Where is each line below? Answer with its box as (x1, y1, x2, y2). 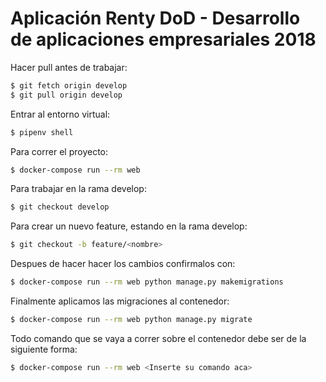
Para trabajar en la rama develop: (10, 183, 147, 195)
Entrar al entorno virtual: (10, 108, 111, 120)
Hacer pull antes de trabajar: (10, 61, 128, 73)
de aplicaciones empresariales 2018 (10, 28, 317, 51)
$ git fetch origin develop (10, 80, 128, 91)
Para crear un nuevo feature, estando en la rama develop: (10, 220, 248, 232)
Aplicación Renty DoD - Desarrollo (10, 7, 301, 30)
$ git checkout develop (10, 202, 110, 212)
